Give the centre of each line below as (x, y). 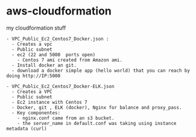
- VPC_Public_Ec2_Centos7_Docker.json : (58, 39)
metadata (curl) (27, 129)
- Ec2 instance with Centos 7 (49, 102)
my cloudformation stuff (36, 28)
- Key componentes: (36, 113)
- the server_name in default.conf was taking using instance (97, 123)
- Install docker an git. (44, 65)
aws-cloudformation (59, 11)
